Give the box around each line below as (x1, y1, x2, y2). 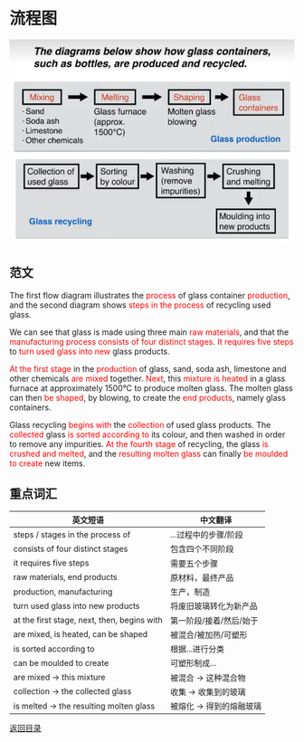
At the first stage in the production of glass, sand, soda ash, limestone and (9, 363, 287, 374)
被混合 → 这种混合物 (170, 671, 246, 683)
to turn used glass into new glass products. (9, 346, 170, 357)
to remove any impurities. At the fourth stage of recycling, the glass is (9, 438, 269, 449)
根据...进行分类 (170, 643, 224, 654)
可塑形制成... (170, 658, 217, 669)
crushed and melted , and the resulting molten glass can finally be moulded (9, 448, 289, 459)
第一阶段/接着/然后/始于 (170, 614, 259, 625)
